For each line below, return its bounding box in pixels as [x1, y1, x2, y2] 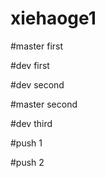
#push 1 [10, 137, 43, 149]
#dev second [10, 78, 65, 91]
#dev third [10, 117, 53, 129]
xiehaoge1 [10, 7, 97, 30]
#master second [10, 98, 78, 110]
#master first [10, 40, 64, 52]
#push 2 [10, 156, 45, 168]
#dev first [10, 59, 50, 71]
